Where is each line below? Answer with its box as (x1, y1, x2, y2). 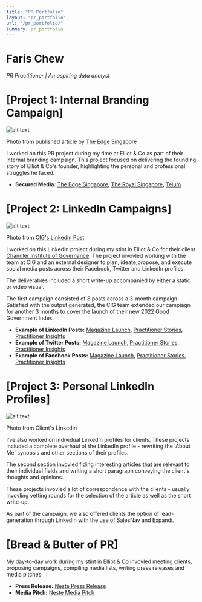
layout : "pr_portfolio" (6, 15, 67, 21)
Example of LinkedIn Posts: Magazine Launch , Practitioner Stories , (15, 326, 183, 334)
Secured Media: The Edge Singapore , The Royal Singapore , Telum (15, 181, 181, 188)
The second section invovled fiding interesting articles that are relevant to (6, 461, 190, 468)
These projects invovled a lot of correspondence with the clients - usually (6, 485, 190, 492)
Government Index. (6, 314, 54, 322)
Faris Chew (6, 52, 64, 66)
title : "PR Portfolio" (6, 8, 64, 15)
